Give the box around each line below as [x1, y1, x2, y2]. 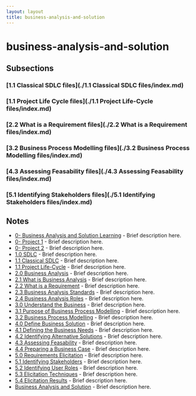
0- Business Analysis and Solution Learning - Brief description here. [14, 232, 182, 239]
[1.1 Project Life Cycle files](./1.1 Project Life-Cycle [6, 97, 153, 105]
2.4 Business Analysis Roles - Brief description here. [14, 295, 144, 302]
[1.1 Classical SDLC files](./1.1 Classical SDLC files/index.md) [6, 81, 184, 89]
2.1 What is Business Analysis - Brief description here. [14, 276, 147, 283]
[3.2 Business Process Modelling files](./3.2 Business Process [6, 144, 190, 152]
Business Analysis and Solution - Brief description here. [14, 384, 151, 391]
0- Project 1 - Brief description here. [14, 238, 103, 245]
